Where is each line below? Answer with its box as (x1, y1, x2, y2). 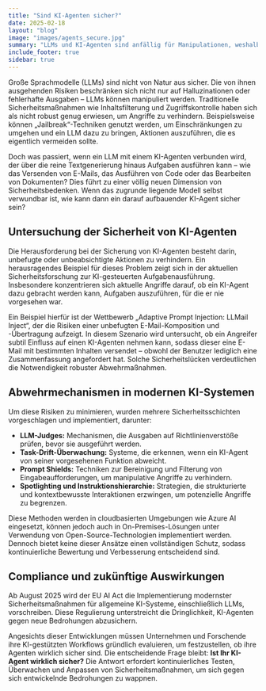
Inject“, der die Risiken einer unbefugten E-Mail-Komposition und (8, 320, 220, 330)
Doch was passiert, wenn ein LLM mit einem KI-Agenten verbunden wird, (8, 151, 247, 161)
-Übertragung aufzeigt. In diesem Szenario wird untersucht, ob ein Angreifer (8, 329, 258, 338)
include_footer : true (8, 48, 80, 56)
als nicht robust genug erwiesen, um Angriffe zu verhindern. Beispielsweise (8, 111, 255, 120)
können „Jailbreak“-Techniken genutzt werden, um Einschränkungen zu (8, 120, 243, 129)
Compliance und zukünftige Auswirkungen (8, 570, 225, 583)
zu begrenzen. (19, 498, 67, 507)
